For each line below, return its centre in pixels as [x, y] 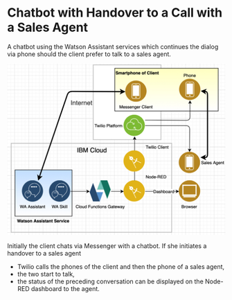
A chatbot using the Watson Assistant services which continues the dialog [113, 46]
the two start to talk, [46, 274]
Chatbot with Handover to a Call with [115, 13]
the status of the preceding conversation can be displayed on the [110, 281]
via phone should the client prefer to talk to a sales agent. [89, 54]
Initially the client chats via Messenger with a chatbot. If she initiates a [107, 246]
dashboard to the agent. [65, 289]
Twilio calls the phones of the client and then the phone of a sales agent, [121, 267]
